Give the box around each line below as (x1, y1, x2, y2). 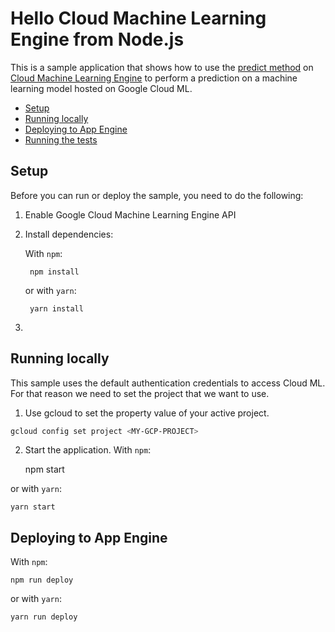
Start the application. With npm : (24, 444, 152, 456)
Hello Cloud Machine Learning (10, 7, 267, 30)
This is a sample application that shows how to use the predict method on (10, 61, 314, 73)
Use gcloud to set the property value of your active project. (24, 407, 270, 419)
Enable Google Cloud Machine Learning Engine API (24, 208, 237, 221)
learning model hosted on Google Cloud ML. (10, 82, 193, 94)
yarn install (29, 303, 84, 314)
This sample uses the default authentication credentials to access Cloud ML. (10, 377, 326, 389)
